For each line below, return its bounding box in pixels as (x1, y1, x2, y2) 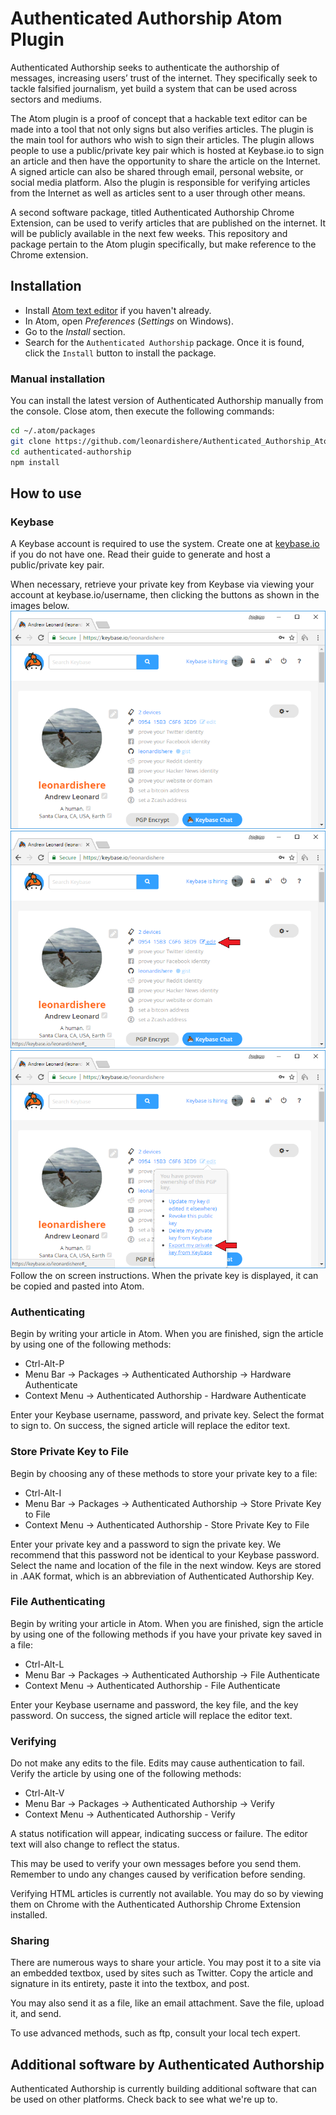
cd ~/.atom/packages (10, 426, 97, 436)
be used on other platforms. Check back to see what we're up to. (10, 2093, 278, 2106)
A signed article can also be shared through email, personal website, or (10, 165, 304, 177)
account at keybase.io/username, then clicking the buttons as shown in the (10, 589, 320, 601)
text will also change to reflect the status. (10, 1838, 180, 1851)
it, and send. (10, 2008, 62, 2020)
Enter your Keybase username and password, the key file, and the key (10, 1698, 299, 1711)
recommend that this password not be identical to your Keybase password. (10, 1548, 320, 1561)
